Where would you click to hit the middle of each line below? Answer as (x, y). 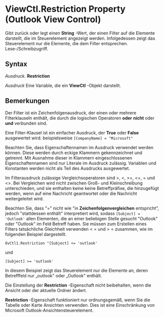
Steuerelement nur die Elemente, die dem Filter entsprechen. (67, 43)
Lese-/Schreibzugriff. (27, 49)
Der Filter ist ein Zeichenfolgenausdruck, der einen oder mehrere (71, 113)
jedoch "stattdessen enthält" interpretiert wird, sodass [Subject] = (73, 213)
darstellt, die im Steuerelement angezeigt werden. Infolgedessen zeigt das (80, 38)
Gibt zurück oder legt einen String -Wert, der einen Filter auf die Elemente (80, 33)
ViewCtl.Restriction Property (65, 9)
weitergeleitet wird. (25, 198)
